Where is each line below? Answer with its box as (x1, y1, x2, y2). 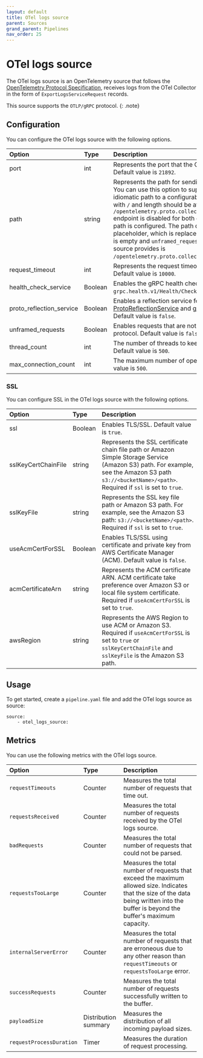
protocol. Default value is (113, 329, 184, 337)
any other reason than (123, 951, 186, 960)
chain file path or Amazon (101, 446, 175, 454)
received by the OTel (123, 816, 182, 824)
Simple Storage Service (101, 453, 169, 461)
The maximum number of (113, 356, 185, 365)
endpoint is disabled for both (113, 214, 195, 222)
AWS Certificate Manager (101, 549, 174, 557)
